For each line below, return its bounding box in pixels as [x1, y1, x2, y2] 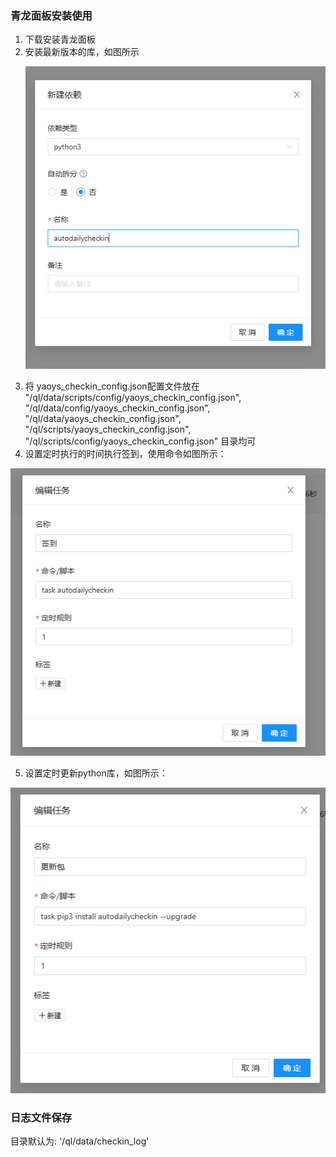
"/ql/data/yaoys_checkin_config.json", [24, 412, 182, 424]
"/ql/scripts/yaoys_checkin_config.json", [24, 423, 192, 435]
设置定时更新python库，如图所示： [24, 767, 168, 779]
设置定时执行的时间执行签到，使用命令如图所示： [24, 447, 227, 459]
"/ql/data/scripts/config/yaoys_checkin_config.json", [24, 391, 242, 403]
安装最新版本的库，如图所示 [24, 46, 140, 58]
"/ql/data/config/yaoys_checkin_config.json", [24, 402, 211, 414]
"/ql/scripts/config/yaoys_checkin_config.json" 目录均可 [24, 435, 257, 447]
